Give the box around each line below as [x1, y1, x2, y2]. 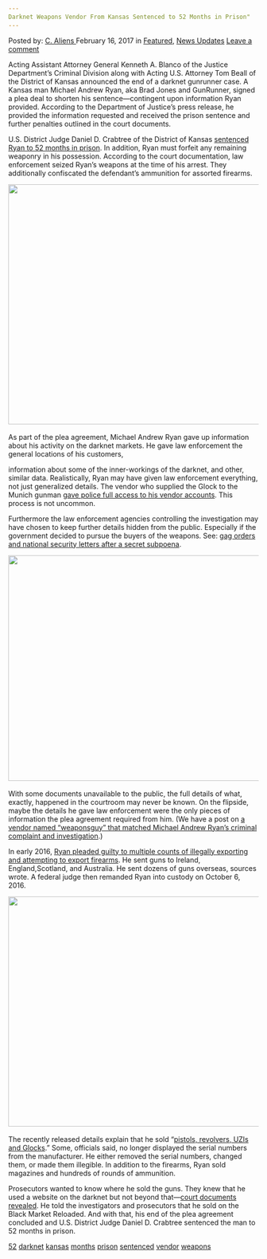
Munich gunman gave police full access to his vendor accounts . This [8, 490, 233, 500]
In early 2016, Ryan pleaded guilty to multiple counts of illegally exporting [8, 846, 249, 856]
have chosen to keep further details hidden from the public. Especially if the [8, 522, 257, 531]
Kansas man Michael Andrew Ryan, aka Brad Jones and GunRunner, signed [8, 84, 256, 95]
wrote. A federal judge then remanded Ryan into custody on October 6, [8, 872, 241, 881]
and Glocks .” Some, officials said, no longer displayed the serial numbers [8, 1143, 248, 1152]
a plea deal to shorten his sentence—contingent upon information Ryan [8, 93, 242, 103]
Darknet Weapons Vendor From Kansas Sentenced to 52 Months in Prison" [8, 13, 250, 21]
